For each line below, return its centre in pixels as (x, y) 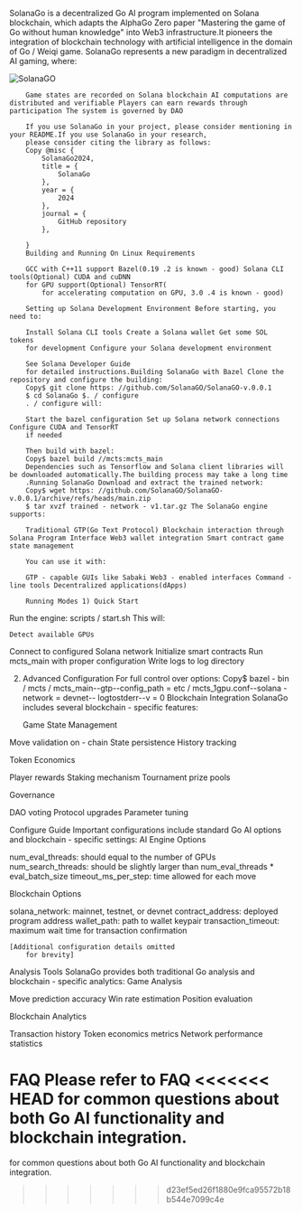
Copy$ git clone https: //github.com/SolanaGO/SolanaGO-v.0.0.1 (149, 388)
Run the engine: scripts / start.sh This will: (87, 618)
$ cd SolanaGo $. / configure (82, 396)
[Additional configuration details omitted (92, 947)
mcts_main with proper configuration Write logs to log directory (127, 661)
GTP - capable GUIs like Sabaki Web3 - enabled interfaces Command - (159, 578)
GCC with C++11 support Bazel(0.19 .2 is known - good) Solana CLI (155, 269)
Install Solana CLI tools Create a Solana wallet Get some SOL (147, 333)
